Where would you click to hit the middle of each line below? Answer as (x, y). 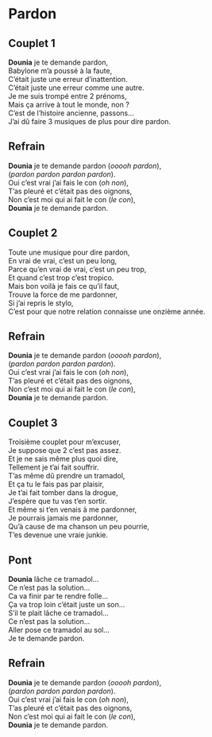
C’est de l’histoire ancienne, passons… (71, 113)
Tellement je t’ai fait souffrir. (54, 467)
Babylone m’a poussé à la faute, (60, 71)
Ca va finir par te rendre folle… (58, 596)
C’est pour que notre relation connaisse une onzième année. (107, 311)
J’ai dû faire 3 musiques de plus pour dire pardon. (90, 121)
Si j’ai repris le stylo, (41, 302)
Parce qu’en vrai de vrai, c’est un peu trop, (77, 269)
